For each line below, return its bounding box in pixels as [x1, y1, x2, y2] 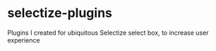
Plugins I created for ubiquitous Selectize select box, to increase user [7, 28, 209, 37]
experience [7, 35, 40, 44]
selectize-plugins [7, 5, 113, 21]
